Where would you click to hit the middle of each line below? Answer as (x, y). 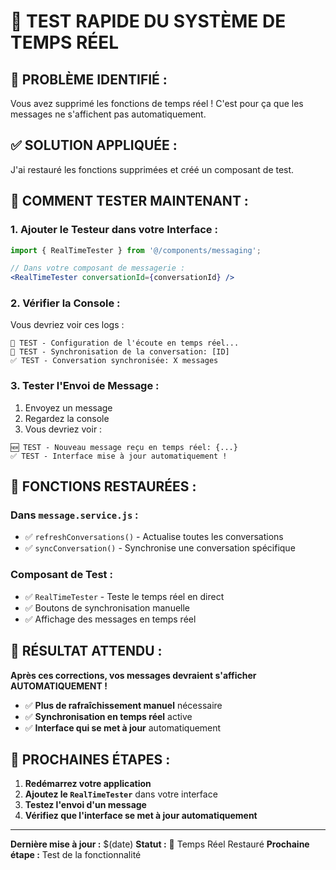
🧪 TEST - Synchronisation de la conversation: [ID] (120, 352)
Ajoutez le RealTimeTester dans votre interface (121, 794)
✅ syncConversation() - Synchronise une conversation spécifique (160, 548)
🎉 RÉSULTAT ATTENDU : (86, 651)
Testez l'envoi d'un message (85, 805)
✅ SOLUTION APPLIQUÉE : (94, 145)
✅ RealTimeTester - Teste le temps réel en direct (124, 596)
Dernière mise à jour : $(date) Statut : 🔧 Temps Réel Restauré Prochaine (160, 844)
